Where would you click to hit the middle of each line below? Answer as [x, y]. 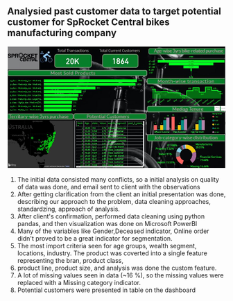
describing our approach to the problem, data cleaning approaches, [114, 202]
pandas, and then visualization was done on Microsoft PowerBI [107, 224]
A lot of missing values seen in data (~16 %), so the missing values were [120, 275]
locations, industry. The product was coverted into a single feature [112, 253]
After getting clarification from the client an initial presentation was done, [121, 194]
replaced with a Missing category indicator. [79, 283]
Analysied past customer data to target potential [114, 11]
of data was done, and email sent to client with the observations [109, 187]
